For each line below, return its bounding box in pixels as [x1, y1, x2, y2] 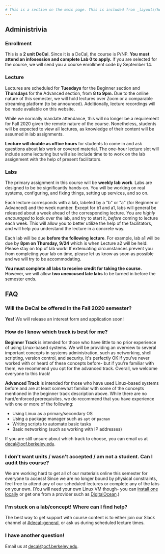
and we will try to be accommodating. [5, 256, 82, 262]
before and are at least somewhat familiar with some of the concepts [5, 385, 144, 391]
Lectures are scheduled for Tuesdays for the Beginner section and [5, 85, 140, 91]
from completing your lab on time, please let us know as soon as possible [5, 251, 154, 257]
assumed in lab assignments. [5, 131, 64, 137]
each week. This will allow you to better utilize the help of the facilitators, [5, 220, 152, 226]
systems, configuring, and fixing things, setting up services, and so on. [5, 190, 149, 196]
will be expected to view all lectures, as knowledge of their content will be [5, 126, 155, 132]
